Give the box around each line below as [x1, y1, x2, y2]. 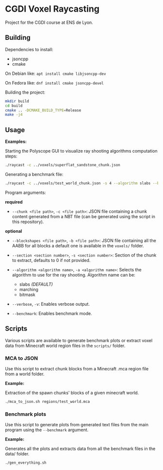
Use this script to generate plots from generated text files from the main [5, 422, 149, 428]
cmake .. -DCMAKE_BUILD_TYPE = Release [5, 108, 81, 113]
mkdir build [5, 99, 29, 104]
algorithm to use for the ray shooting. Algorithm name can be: [12, 272, 136, 278]
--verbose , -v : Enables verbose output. [12, 301, 90, 307]
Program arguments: [5, 190, 46, 195]
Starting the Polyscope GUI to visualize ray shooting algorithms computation [5, 148, 158, 154]
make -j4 [5, 112, 23, 117]
